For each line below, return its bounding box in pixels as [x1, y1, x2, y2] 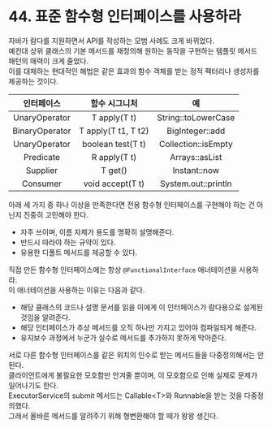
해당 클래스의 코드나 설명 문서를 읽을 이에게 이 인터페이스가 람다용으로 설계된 [19, 302, 264, 312]
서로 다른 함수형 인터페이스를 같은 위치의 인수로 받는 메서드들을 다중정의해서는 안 [8, 350, 265, 360]
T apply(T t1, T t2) [79, 125, 149, 136]
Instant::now [172, 164, 220, 175]
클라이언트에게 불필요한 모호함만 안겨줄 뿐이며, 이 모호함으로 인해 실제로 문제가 [8, 370, 258, 380]
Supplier [25, 164, 58, 175]
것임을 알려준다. [19, 312, 71, 322]
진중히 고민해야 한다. [23, 210, 89, 219]
